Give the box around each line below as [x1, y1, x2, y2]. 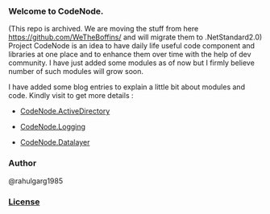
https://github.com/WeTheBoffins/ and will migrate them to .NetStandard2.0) [8, 32, 263, 42]
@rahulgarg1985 [8, 175, 64, 186]
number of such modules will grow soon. [8, 67, 143, 76]
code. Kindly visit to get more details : [8, 91, 135, 101]
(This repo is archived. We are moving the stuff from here [8, 24, 199, 34]
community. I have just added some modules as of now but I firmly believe [8, 58, 255, 68]
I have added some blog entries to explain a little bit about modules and [8, 82, 246, 92]
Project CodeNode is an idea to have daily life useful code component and [8, 41, 255, 51]
